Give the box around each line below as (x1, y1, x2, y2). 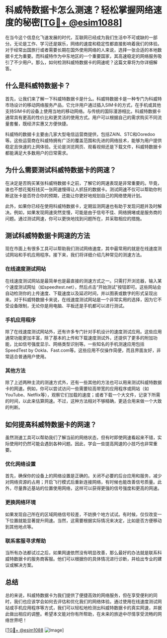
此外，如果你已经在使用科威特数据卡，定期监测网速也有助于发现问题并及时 (5, 203, 158, 209)
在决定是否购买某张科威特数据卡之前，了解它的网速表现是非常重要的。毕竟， (5, 180, 162, 186)
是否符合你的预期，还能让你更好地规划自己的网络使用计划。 (22, 192, 145, 198)
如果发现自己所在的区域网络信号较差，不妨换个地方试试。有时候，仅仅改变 (5, 511, 158, 517)
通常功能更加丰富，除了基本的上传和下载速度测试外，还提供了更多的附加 (5, 335, 153, 341)
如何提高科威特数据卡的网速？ (5, 420, 97, 429)
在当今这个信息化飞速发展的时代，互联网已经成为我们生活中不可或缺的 (5, 34, 149, 40)
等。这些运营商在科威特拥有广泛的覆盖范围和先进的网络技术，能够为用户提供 (5, 137, 162, 143)
